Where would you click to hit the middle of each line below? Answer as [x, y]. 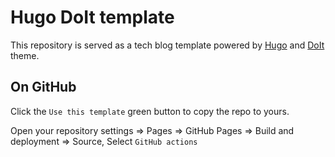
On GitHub [43, 87]
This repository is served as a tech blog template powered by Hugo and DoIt [167, 45]
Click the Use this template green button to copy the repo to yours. [150, 111]
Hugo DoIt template [92, 17]
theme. [25, 55]
